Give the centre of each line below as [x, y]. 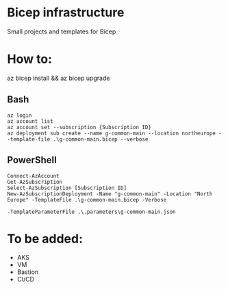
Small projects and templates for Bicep [62, 31]
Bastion [28, 272]
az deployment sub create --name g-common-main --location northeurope [111, 133]
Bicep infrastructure [66, 13]
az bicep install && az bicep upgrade [59, 78]
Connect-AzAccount [33, 176]
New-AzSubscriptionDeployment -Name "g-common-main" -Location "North [110, 194]
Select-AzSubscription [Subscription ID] [67, 188]
